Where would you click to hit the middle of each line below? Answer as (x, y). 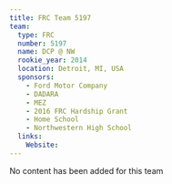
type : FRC (36, 35)
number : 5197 (42, 43)
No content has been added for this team (86, 170)
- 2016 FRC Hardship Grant (77, 111)
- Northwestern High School (79, 128)
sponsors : (36, 77)
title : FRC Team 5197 (51, 18)
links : (30, 137)
